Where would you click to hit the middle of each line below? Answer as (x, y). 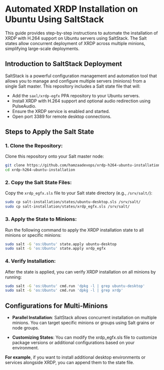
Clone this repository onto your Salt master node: (54, 156)
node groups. (26, 328)
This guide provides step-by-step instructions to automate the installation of (82, 33)
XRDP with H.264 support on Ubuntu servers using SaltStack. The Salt (76, 38)
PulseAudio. (24, 106)
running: (13, 277)
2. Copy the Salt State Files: (39, 183)
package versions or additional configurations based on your (73, 343)
